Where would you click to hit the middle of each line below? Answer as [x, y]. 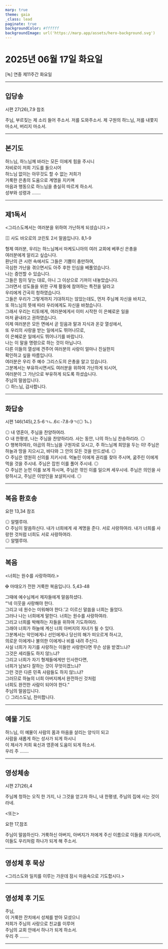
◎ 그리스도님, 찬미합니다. [30, 697]
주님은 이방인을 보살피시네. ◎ [52, 476]
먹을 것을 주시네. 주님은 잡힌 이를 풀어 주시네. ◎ [52, 463]
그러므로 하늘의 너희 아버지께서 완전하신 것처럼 [51, 678]
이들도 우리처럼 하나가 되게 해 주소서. [41, 841]
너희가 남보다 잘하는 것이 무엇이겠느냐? [43, 666]
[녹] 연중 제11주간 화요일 [29, 74]
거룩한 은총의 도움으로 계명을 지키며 [40, 180]
